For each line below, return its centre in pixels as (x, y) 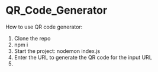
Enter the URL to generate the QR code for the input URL (83, 57)
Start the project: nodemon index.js (57, 51)
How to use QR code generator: (44, 27)
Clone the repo (32, 38)
